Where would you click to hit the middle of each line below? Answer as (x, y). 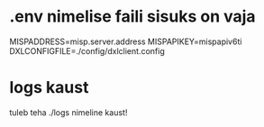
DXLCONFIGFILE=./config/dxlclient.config (87, 50)
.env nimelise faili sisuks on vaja (132, 17)
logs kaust (49, 88)
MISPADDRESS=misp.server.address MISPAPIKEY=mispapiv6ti (126, 41)
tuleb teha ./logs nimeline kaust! (68, 112)
